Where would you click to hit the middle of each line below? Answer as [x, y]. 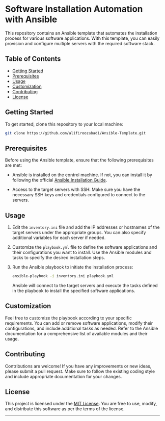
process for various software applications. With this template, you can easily [82, 38]
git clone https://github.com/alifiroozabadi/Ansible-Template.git [76, 133]
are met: [14, 165]
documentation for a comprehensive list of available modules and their [76, 333]
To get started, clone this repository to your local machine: [64, 124]
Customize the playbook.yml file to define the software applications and [84, 247]
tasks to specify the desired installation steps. [58, 258]
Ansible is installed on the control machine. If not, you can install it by [82, 175]
